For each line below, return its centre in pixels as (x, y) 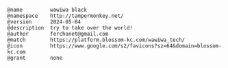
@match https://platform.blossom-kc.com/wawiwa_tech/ (96, 40)
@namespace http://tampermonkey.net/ (66, 16)
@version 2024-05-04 (44, 22)
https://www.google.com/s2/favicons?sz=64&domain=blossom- (136, 46)
